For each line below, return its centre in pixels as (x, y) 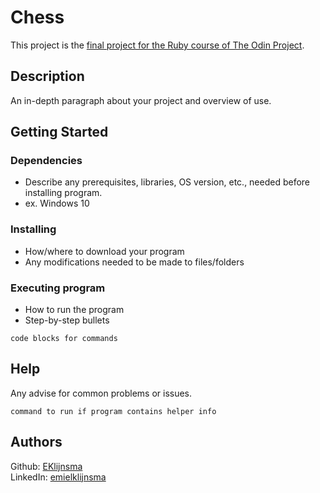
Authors (36, 442)
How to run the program (74, 310)
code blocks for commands (64, 339)
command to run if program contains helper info (113, 411)
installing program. (63, 193)
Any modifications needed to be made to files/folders (134, 262)
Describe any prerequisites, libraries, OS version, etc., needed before (167, 182)
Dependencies (46, 161)
